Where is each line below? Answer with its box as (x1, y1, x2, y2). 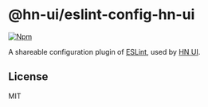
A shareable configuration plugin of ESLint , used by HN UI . (8, 47, 201, 56)
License (8, 70, 49, 84)
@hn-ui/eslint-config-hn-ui (8, 6, 195, 24)
